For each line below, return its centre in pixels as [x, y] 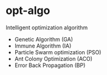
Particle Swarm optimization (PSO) [58, 52]
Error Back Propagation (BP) [50, 65]
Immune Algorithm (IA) [43, 46]
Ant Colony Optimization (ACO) [53, 59]
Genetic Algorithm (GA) [44, 39]
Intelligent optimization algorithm [47, 27]
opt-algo [28, 11]
